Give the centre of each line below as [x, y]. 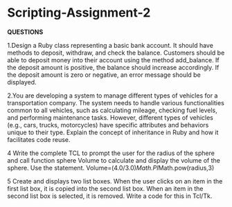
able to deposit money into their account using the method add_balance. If [113, 60]
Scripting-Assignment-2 [79, 13]
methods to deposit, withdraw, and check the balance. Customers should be [116, 53]
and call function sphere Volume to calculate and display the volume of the [114, 160]
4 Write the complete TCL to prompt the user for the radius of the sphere [111, 153]
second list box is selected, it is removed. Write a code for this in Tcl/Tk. [110, 196]
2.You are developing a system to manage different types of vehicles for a [113, 96]
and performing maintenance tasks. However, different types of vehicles [110, 117]
